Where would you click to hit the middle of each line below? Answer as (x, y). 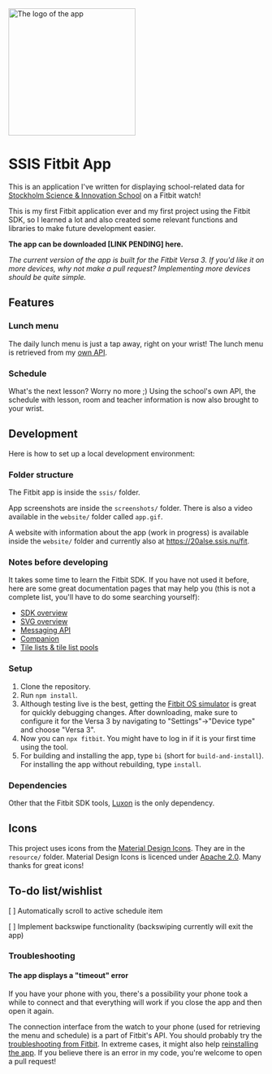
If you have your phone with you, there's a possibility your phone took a (128, 993)
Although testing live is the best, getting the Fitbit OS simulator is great (138, 704)
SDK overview (44, 613)
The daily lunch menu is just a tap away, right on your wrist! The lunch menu (136, 343)
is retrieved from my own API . (58, 352)
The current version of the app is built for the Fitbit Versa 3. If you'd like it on (136, 260)
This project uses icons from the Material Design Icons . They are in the (127, 848)
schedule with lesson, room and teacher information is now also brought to (134, 399)
